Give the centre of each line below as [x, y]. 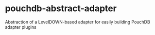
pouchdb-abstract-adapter [61, 9]
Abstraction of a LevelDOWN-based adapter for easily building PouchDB [78, 22]
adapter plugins [21, 27]
